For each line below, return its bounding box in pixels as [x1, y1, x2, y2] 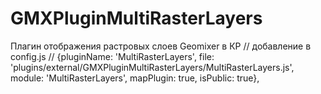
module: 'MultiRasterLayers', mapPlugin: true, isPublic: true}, [10, 72, 260, 84]
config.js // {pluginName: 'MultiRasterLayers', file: [10, 50, 215, 62]
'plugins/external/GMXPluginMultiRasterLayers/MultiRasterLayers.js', [10, 61, 295, 73]
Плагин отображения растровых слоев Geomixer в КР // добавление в [10, 40, 312, 52]
